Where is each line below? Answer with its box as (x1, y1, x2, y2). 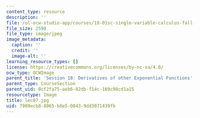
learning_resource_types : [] (6, 58, 79, 64)
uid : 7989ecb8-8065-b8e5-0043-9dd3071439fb (6, 103, 116, 109)
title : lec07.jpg (6, 97, 49, 103)
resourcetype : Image (6, 92, 58, 98)
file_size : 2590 (6, 25, 46, 32)
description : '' (6, 14, 46, 20)
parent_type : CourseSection (6, 81, 76, 87)
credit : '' (11, 48, 39, 54)
